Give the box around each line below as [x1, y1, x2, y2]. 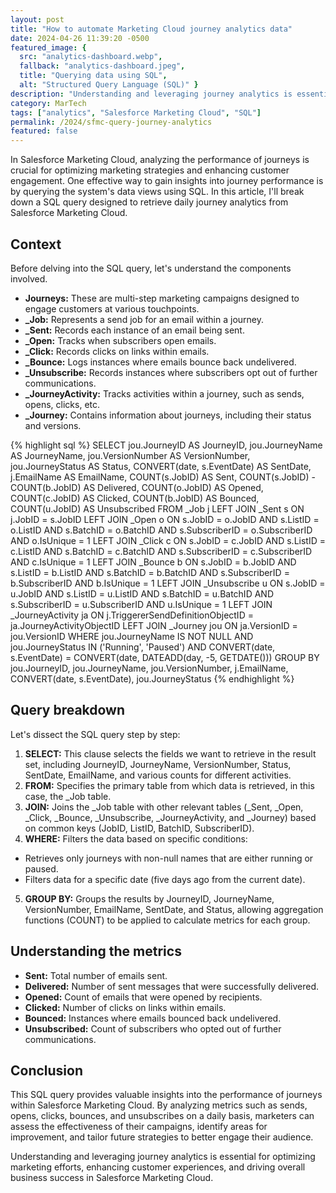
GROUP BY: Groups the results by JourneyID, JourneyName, [24, 892, 275, 905]
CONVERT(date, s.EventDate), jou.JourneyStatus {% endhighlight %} [10, 672, 295, 685]
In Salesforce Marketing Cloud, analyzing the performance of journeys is [10, 154, 310, 166]
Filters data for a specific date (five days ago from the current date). [24, 873, 306, 885]
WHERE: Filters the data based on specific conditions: [24, 832, 248, 845]
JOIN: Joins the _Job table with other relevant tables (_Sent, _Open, [24, 801, 304, 813]
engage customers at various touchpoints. [24, 302, 200, 315]
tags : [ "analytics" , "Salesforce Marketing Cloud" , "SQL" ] [10, 107, 262, 118]
